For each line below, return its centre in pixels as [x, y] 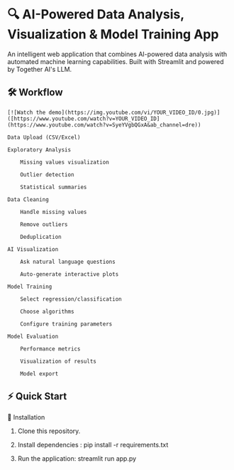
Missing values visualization [65, 162]
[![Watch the [27, 112]
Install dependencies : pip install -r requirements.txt [93, 444]
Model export [39, 374]
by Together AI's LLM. [40, 69]
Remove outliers [44, 224]
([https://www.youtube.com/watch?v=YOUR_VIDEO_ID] [84, 119]
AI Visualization [33, 249]
